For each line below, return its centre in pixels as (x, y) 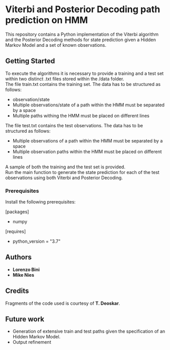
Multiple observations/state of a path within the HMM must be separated (89, 105)
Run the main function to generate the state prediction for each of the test (82, 172)
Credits (17, 291)
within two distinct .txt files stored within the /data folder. (65, 79)
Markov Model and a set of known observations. (56, 45)
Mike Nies (23, 275)
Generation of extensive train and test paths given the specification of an (89, 331)
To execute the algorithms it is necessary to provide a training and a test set (84, 73)
